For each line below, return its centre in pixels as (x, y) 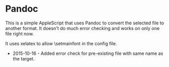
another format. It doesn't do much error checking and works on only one (82, 28)
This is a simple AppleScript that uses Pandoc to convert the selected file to (85, 23)
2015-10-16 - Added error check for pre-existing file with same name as (88, 53)
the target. (23, 58)
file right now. (20, 33)
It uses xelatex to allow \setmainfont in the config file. (61, 43)
